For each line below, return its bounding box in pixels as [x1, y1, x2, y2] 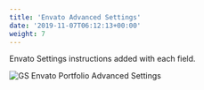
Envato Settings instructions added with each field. [9, 54, 196, 64]
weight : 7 [9, 29, 46, 38]
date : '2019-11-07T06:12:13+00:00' [9, 21, 142, 30]
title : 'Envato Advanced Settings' [9, 12, 142, 22]
